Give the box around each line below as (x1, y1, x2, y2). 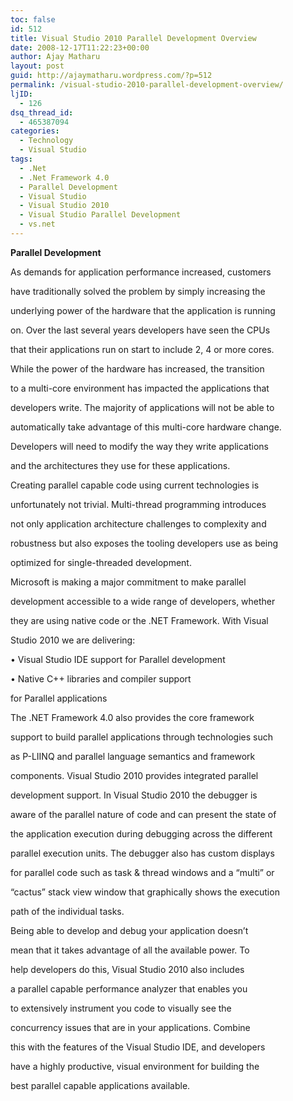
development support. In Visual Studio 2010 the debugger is (10, 789, 258, 801)
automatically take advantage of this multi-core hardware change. (10, 421, 282, 433)
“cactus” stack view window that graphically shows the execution (10, 886, 280, 898)
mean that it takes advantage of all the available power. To (10, 944, 250, 956)
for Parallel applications (10, 692, 108, 704)
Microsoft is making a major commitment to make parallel (10, 576, 247, 588)
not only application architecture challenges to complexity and (10, 517, 267, 530)
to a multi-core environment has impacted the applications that (10, 382, 270, 394)
